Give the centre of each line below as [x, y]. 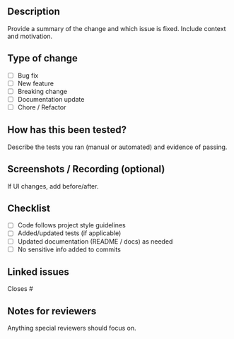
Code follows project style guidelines [71, 225]
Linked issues [38, 272]
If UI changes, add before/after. [53, 186]
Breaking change [42, 91]
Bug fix [28, 75]
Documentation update [51, 99]
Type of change [42, 58]
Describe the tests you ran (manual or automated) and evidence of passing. [117, 147]
